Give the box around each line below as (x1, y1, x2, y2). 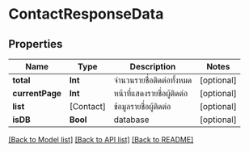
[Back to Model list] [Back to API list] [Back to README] (8, 135, 194, 144)
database (113, 114, 150, 125)
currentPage (12, 88, 62, 99)
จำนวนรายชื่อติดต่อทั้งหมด (113, 74, 192, 86)
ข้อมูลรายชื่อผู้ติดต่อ (113, 101, 171, 112)
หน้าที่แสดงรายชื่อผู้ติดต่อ (113, 88, 188, 99)
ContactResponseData (8, 5, 164, 23)
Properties (8, 37, 63, 51)
